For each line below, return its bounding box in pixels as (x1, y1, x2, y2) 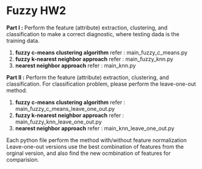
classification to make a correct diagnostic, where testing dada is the (6, 30, 180, 37)
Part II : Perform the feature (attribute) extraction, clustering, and (6, 73, 169, 81)
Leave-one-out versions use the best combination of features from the (6, 143, 184, 150)
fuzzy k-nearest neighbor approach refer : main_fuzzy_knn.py (15, 55, 174, 62)
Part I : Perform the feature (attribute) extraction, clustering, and (6, 24, 168, 31)
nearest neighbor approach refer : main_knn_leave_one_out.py (15, 124, 175, 132)
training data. (6, 37, 40, 44)
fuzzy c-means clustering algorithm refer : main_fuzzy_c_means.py (15, 48, 188, 56)
